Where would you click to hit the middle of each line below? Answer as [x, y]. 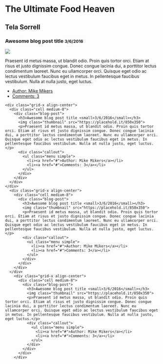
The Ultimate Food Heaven [60, 9]
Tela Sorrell [23, 27]
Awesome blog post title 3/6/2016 [44, 41]
